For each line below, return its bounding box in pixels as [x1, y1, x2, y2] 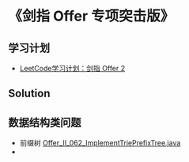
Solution [8, 87, 51, 100]
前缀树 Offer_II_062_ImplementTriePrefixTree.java [19, 138, 181, 148]
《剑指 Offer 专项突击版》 [8, 7, 175, 25]
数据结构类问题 [8, 115, 81, 129]
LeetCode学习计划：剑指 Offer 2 [19, 64, 125, 73]
